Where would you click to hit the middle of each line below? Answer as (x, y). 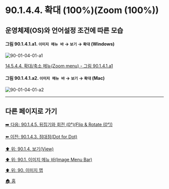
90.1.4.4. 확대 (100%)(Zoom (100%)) (82, 10)
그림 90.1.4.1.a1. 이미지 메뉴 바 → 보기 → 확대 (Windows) (60, 44)
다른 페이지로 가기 (31, 112)
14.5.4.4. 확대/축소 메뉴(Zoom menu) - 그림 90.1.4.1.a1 (59, 66)
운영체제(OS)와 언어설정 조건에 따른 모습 (64, 30)
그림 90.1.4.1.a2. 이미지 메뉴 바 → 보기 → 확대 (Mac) (55, 78)
